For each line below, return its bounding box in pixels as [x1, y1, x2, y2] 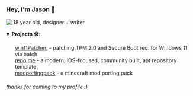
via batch [14, 50, 38, 58]
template [14, 63, 37, 71]
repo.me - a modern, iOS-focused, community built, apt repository [14, 57, 177, 64]
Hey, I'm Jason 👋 [6, 5, 55, 14]
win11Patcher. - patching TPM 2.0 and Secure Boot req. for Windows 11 [14, 44, 188, 52]
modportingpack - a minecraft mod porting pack [14, 69, 133, 76]
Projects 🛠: [11, 31, 41, 38]
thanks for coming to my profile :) [6, 83, 88, 90]
